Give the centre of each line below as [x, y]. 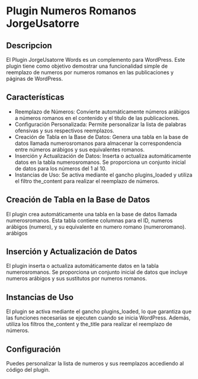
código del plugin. [28, 370]
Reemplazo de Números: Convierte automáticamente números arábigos [102, 112]
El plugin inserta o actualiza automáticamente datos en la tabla [82, 266]
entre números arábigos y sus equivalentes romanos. [80, 149]
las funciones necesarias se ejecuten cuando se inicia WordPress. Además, [98, 318]
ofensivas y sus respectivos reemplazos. [64, 130]
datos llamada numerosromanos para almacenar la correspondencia [98, 143]
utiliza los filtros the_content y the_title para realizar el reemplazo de [89, 324]
